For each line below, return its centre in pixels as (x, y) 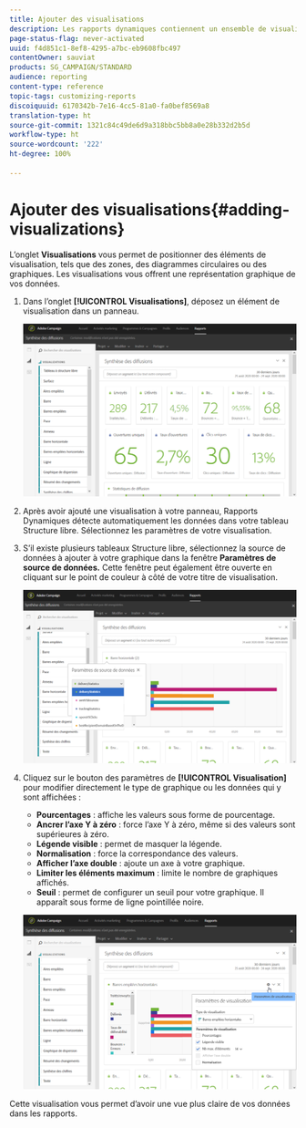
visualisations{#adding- (197, 209)
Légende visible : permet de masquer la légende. (129, 844)
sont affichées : (52, 797)
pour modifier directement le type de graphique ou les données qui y (152, 788)
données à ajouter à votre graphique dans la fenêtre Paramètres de (149, 558)
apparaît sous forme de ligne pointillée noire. (120, 902)
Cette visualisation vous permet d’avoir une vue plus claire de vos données (150, 1103)
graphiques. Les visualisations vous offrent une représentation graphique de (153, 274)
